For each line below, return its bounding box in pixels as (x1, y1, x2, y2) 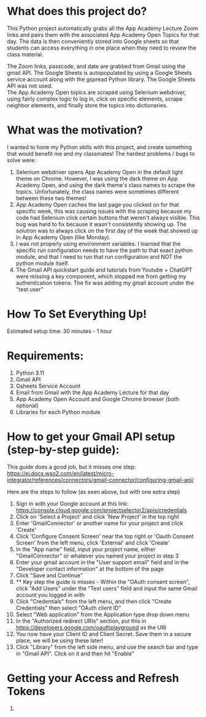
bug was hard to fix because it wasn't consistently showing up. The (15, 220, 186, 228)
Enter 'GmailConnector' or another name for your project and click (15, 520, 183, 527)
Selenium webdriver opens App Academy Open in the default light (15, 168, 183, 175)
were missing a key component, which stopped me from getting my (15, 272, 186, 280)
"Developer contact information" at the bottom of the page (15, 565, 164, 572)
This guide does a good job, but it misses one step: (7, 463, 136, 470)
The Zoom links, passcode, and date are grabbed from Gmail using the (7, 63, 186, 70)
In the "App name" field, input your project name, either (15, 545, 156, 553)
